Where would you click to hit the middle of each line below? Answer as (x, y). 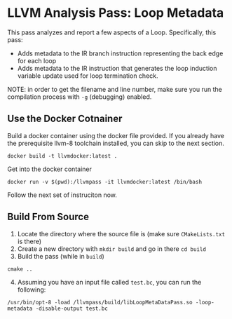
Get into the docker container (50, 169)
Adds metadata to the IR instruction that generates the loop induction (117, 68)
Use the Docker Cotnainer (65, 119)
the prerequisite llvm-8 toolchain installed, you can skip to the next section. (116, 143)
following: (32, 290)
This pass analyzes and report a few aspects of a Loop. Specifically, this (112, 32)
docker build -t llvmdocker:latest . (62, 156)
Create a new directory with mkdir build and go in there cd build (112, 249)
